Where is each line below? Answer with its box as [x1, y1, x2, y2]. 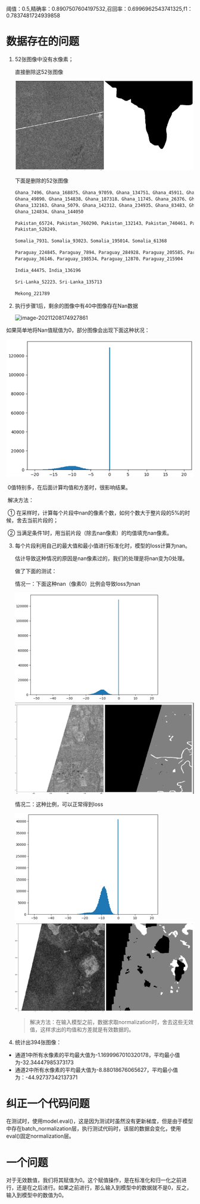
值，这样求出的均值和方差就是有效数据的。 [29, 1026, 135, 1033]
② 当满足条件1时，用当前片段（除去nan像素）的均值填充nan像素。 [7, 530, 173, 537]
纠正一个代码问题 [6, 1096, 90, 1110]
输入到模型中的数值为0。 [6, 1191, 67, 1199]
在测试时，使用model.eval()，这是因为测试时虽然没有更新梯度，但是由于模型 [6, 1117, 193, 1125]
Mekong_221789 [14, 291, 50, 297]
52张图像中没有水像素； [14, 56, 74, 63]
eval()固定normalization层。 [6, 1132, 74, 1140]
